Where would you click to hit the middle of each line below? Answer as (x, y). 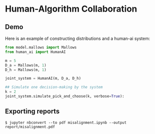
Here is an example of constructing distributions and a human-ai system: (77, 38)
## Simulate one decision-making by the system (54, 87)
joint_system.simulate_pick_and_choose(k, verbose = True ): (65, 96)
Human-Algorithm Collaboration (71, 9)
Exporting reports (32, 111)
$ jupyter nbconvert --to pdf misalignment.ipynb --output (66, 122)
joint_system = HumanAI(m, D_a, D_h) (43, 79)
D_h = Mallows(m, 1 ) (26, 70)
